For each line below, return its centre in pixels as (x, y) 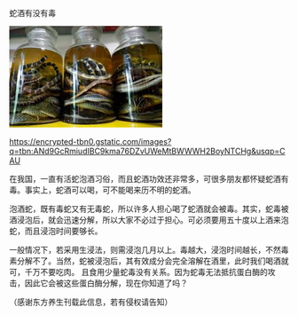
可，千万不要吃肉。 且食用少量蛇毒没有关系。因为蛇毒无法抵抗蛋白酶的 (138, 272)
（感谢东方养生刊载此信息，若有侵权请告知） (91, 302)
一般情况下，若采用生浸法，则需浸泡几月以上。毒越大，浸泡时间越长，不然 (145, 250)
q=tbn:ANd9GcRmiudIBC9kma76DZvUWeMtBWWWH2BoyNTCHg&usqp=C (147, 151)
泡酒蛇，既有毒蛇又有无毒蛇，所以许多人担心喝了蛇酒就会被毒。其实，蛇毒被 (149, 209)
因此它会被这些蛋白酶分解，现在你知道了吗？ (106, 283)
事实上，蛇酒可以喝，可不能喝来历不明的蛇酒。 (110, 190)
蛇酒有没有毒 (32, 13)
